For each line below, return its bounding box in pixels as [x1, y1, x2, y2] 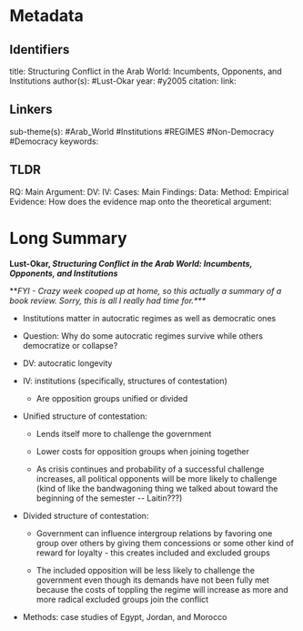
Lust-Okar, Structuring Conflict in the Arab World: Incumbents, [9, 258, 253, 269]
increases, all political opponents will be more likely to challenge [35, 473, 278, 483]
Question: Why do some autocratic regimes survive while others [22, 330, 264, 341]
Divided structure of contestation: [22, 510, 149, 521]
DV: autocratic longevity [22, 357, 113, 369]
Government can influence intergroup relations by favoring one [35, 527, 273, 538]
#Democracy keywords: [9, 136, 99, 147]
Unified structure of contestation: [22, 411, 147, 422]
